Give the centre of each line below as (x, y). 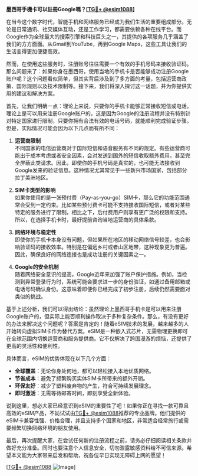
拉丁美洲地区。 (33, 177)
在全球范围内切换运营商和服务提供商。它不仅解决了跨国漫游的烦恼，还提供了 (99, 338)
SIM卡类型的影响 (35, 190)
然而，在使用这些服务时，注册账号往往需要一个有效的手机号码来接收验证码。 (99, 64)
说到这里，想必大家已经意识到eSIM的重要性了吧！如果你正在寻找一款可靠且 (98, 406)
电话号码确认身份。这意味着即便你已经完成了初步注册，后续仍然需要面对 (102, 289)
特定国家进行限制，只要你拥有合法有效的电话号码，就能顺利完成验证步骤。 (101, 121)
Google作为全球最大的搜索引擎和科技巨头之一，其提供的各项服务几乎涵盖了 (98, 37)
